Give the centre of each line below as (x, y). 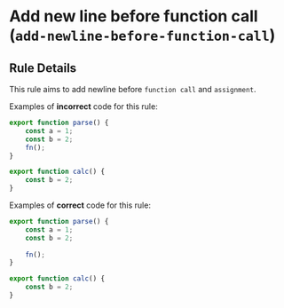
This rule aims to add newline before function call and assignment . (133, 89)
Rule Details (43, 68)
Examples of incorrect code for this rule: (83, 107)
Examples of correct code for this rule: (80, 205)
